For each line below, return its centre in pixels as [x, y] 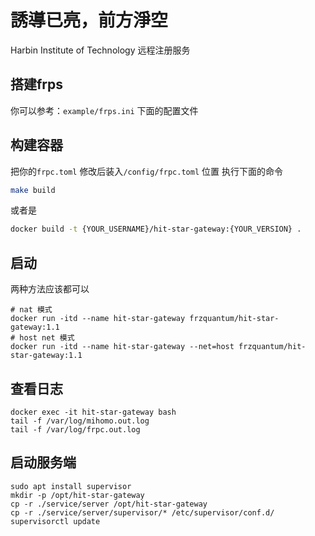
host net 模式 [47, 338]
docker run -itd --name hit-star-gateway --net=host [122, 347]
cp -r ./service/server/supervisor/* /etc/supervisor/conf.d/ [142, 512]
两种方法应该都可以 [50, 289]
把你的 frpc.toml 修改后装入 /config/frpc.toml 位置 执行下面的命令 [146, 171]
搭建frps [37, 84]
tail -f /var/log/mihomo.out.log [80, 421]
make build [33, 190]
